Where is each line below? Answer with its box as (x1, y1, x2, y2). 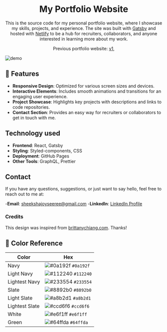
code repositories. (12, 104, 50, 110)
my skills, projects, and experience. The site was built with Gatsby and (11, 25, 156, 31)
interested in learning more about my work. (39, 36, 128, 42)
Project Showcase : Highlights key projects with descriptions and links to (12, 99, 162, 105)
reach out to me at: (5, 191, 44, 197)
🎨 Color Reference (5, 239, 63, 248)
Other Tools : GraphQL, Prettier (12, 158, 76, 164)
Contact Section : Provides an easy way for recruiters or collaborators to (12, 109, 161, 115)
